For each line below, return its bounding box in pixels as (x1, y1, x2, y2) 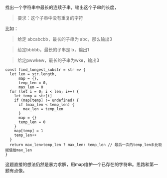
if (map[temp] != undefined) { (14, 98, 79, 103)
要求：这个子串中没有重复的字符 (17, 15, 83, 21)
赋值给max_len (5, 148, 32, 153)
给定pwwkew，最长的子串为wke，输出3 (17, 57, 100, 63)
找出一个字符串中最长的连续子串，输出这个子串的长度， (5, 4, 119, 10)
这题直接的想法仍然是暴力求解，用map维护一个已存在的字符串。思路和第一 (5, 162, 159, 167)
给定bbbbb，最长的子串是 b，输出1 (17, 47, 89, 52)
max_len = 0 (18, 85, 43, 90)
